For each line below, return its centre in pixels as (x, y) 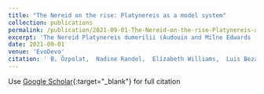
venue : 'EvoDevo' (37, 52)
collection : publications (50, 23)
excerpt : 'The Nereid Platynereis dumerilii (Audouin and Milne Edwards (130, 37)
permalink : (26, 30)
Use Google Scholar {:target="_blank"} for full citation (94, 81)
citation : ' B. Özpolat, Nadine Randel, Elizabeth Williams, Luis (125, 60)
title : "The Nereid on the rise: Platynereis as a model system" (117, 15)
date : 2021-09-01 (37, 45)
